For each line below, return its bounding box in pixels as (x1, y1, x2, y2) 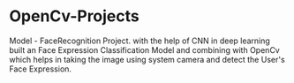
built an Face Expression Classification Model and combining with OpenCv (9, 44, 280, 55)
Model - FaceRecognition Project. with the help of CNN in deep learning (9, 35, 271, 46)
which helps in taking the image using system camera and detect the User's (9, 54, 285, 64)
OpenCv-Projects (9, 6, 139, 26)
